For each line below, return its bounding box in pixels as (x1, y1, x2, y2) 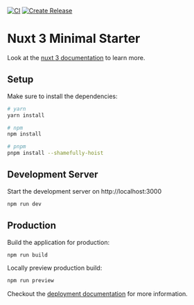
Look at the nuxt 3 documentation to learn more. (7, 53, 145, 62)
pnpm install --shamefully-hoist (7, 149, 104, 157)
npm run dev (7, 201, 42, 207)
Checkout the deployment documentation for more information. (7, 290, 188, 298)
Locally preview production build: (7, 264, 103, 272)
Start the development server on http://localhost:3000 (7, 187, 161, 195)
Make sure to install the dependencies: (7, 92, 118, 100)
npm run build (7, 251, 48, 259)
